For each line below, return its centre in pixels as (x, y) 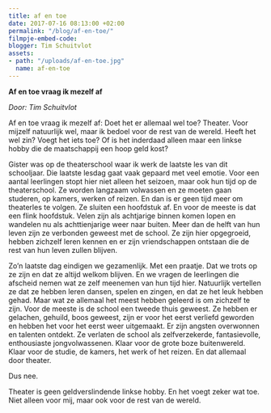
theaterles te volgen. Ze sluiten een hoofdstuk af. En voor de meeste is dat (132, 207)
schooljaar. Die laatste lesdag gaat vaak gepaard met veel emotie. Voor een (134, 173)
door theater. (30, 360)
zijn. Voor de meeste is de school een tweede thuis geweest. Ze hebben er (133, 309)
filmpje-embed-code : (43, 38)
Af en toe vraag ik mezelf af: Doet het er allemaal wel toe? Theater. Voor (128, 123)
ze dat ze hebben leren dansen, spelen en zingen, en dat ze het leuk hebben (136, 291)
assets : (21, 53)
